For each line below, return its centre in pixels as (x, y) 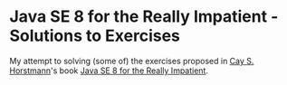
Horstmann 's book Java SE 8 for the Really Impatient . (109, 71)
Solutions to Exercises (95, 36)
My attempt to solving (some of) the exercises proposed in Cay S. (132, 61)
